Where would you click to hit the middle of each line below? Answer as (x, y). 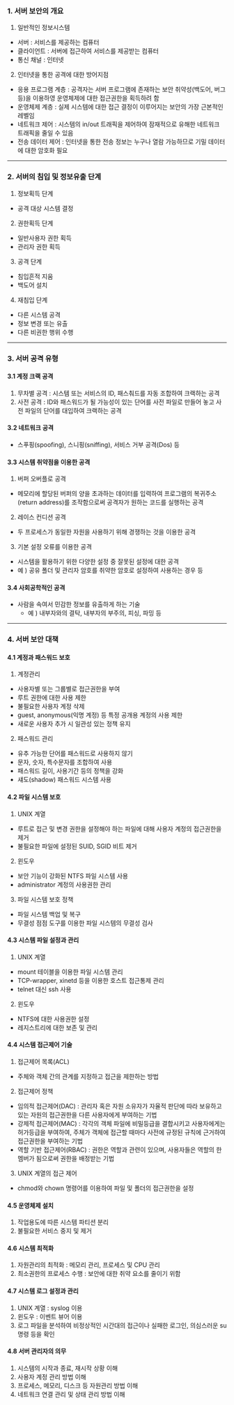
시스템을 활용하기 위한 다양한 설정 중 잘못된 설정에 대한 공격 (98, 562)
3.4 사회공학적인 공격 (36, 587)
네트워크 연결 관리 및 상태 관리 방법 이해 (71, 1394)
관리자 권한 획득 (39, 246)
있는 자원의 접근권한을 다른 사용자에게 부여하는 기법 (87, 1115)
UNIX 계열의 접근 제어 (47, 1173)
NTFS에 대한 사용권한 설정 (53, 1019)
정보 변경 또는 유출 (42, 323)
